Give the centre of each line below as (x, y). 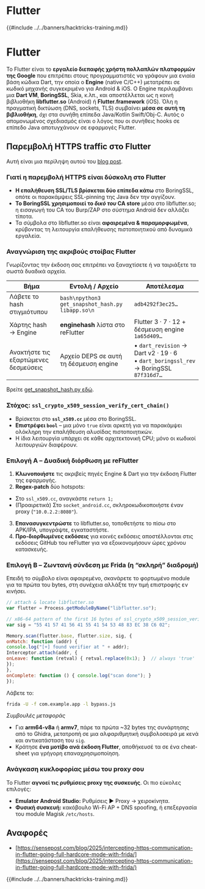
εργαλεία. (28, 236)
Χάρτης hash (28, 325)
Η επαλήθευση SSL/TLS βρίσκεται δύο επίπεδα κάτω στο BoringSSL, (104, 190)
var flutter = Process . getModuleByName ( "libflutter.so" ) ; (81, 608)
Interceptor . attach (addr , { (42, 653)
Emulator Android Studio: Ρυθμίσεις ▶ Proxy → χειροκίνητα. (92, 801)
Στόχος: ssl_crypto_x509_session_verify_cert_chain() (88, 405)
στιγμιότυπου (29, 312)
